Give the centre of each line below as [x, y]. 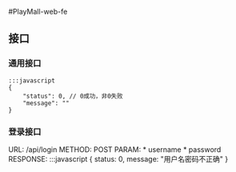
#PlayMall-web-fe [38, 12]
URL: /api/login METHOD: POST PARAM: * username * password [115, 149]
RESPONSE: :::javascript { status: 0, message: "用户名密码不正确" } [118, 158]
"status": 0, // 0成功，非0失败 [73, 96]
